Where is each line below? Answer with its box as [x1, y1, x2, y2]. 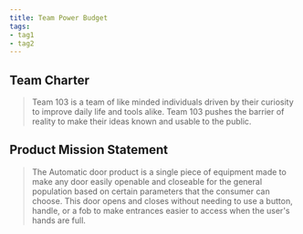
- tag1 [9, 30, 35, 39]
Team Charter [9, 72, 89, 87]
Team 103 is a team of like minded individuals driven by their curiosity [31, 97, 294, 107]
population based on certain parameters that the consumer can [31, 186, 271, 197]
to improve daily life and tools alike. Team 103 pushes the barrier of [31, 107, 285, 117]
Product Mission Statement [9, 142, 169, 158]
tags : [9, 22, 30, 31]
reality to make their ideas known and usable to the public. [31, 116, 252, 127]
